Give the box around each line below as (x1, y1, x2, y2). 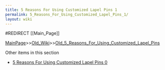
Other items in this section (5, 49, 59, 55)
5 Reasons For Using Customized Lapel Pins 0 (12, 59, 107, 65)
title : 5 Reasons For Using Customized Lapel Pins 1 (5, 7, 117, 12)
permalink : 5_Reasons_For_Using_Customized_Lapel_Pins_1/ (5, 12, 128, 17)
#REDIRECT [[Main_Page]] (5, 30, 60, 36)
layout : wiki (5, 16, 32, 21)
